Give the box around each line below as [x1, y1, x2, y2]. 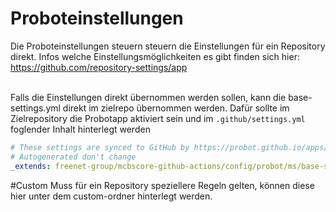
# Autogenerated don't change [10, 152, 137, 162]
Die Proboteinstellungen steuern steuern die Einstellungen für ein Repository [10, 40, 326, 52]
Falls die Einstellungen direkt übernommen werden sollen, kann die [10, 91, 287, 103]
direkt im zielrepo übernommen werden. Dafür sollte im [62, 102, 290, 114]
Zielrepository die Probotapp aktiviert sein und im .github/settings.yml [10, 112, 306, 124]
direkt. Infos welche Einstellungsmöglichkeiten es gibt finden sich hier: [10, 50, 300, 62]
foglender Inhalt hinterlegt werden [10, 123, 151, 135]
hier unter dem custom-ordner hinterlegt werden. [10, 190, 213, 202]
